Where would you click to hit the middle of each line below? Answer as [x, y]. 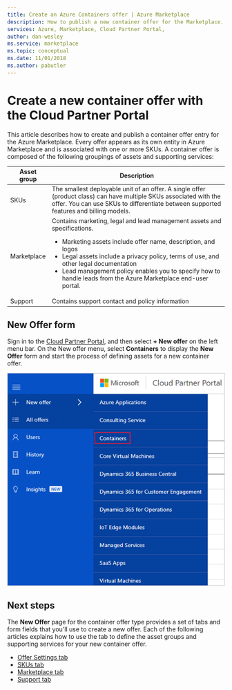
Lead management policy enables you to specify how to [141, 271]
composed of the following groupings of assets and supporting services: [110, 156]
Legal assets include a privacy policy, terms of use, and [141, 256]
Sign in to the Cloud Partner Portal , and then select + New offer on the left [113, 341]
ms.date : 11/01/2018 [37, 59]
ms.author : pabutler [37, 66]
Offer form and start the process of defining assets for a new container [108, 356]
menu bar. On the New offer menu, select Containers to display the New [110, 349]
